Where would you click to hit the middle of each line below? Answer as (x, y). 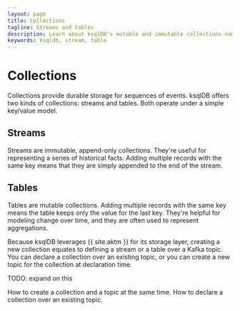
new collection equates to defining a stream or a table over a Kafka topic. (115, 249)
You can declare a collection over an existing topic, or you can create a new (119, 257)
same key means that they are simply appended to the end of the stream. (115, 165)
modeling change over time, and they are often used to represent (103, 220)
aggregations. (28, 228)
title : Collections (36, 21)
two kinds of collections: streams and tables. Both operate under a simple (116, 103)
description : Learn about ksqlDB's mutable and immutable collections (115, 34)
